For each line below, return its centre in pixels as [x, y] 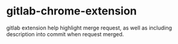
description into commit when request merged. [65, 34]
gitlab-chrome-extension [72, 11]
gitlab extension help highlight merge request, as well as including [89, 28]
